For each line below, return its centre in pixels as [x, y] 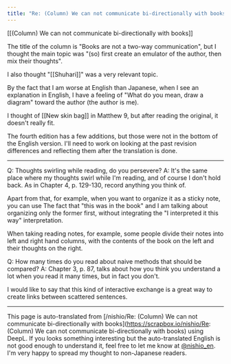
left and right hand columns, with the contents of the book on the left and [111, 240]
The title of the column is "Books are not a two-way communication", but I [112, 46]
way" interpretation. [35, 220]
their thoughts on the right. [45, 248]
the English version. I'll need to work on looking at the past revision [102, 143]
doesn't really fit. [31, 123]
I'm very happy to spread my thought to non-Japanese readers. [97, 353]
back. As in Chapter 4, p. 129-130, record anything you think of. [97, 185]
